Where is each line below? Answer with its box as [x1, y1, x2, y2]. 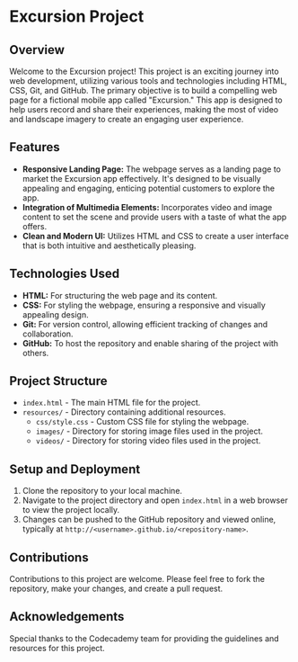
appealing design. [22, 309, 89, 320]
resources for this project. [9, 642, 105, 653]
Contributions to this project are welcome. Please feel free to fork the [9, 574, 266, 585]
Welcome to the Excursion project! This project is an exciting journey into [9, 66, 280, 76]
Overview [9, 42, 66, 58]
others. [22, 347, 49, 358]
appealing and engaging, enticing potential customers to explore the [22, 183, 276, 193]
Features [9, 139, 60, 155]
